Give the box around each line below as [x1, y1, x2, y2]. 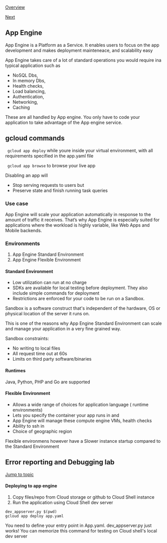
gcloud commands [5, 134, 65, 143]
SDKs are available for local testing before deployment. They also [12, 285, 148, 291]
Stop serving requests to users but [12, 182, 84, 188]
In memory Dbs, [12, 78, 46, 84]
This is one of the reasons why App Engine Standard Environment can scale [5, 320, 162, 326]
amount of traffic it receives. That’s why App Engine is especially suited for [5, 217, 160, 223]
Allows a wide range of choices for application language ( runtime [12, 401, 149, 408]
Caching [12, 104, 30, 110]
